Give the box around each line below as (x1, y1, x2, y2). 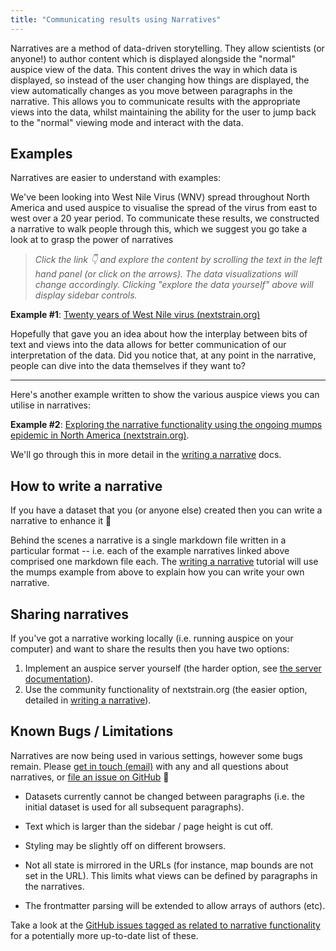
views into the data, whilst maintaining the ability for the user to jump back (10, 106, 317, 118)
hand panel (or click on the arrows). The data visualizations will (34, 268, 298, 280)
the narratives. (24, 880, 85, 892)
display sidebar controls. (34, 289, 138, 301)
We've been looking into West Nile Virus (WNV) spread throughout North (10, 191, 310, 203)
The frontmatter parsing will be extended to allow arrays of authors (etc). (24, 899, 326, 911)
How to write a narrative (10, 477, 163, 495)
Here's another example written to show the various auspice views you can (10, 389, 320, 401)
